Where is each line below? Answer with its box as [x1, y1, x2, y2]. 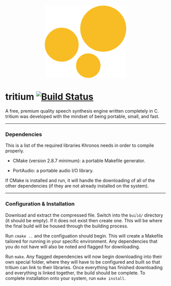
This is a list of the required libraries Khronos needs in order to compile [5, 142, 154, 148]
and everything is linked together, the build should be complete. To [5, 270, 146, 276]
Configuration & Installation [5, 200, 75, 207]
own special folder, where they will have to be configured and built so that [5, 258, 160, 265]
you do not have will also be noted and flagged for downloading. [5, 243, 140, 250]
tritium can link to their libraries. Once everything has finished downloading [5, 264, 163, 270]
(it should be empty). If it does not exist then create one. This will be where [5, 217, 163, 223]
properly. [5, 148, 24, 154]
